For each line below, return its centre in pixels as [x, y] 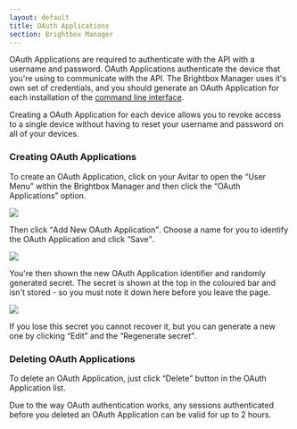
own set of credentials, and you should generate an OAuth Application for [144, 88]
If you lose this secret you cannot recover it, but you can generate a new [143, 326]
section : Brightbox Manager [62, 34]
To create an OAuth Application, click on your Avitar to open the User [137, 176]
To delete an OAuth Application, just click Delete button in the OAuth [138, 378]
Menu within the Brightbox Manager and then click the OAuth [125, 186]
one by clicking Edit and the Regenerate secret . [103, 335]
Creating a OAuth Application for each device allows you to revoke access [145, 115]
